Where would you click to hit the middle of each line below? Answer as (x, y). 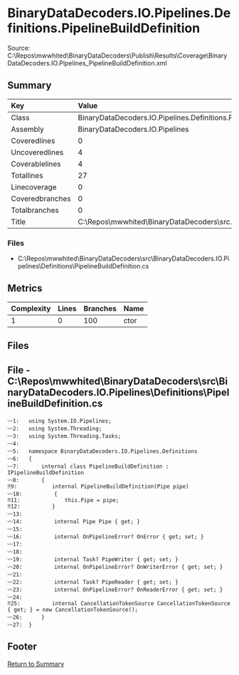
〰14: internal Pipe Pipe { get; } (74, 522)
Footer (22, 647)
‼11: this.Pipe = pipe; (63, 501)
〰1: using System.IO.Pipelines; (59, 422)
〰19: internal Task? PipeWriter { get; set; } (93, 560)
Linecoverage (34, 187)
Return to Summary (36, 664)
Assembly (28, 129)
